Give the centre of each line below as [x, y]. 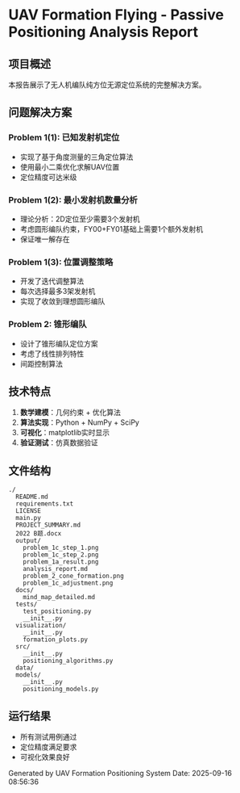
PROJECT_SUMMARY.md [48, 525]
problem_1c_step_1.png [61, 548]
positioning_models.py [61, 689]
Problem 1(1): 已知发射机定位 [64, 137]
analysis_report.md [56, 569]
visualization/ [41, 626]
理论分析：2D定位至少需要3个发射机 [80, 219]
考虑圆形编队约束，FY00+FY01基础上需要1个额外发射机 [112, 229]
